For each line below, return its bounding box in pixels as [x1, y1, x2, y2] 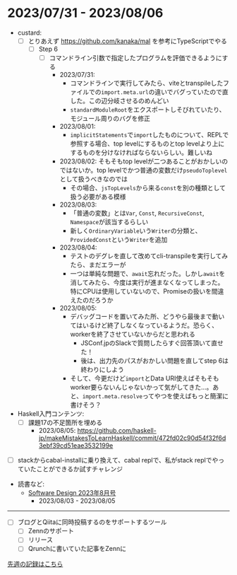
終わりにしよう [80, 366, 125, 374]
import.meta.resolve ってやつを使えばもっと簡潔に [82, 392, 229, 400]
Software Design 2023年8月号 [28, 489, 116, 497]
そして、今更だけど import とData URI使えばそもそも [70, 374, 219, 383]
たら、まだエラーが [70, 260, 126, 269]
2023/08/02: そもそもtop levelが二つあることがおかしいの [59, 157, 228, 165]
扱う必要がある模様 [70, 192, 126, 201]
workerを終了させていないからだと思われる [70, 330, 195, 339]
